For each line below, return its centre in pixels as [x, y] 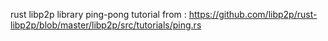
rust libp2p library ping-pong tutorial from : [98, 14]
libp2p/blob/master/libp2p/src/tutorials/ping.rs [106, 25]
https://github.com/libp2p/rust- [253, 14]
